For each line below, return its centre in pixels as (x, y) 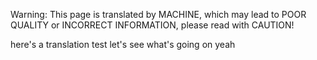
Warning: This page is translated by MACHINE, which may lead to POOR (158, 14)
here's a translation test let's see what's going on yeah (123, 44)
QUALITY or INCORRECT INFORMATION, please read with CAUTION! (152, 25)
